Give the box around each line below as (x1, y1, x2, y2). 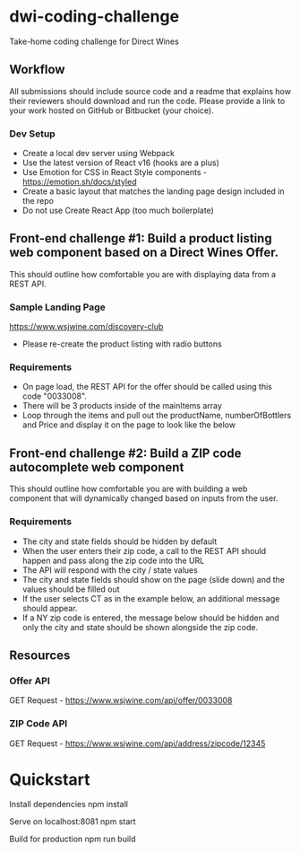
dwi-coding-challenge (9, 6, 180, 27)
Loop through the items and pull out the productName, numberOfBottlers (21, 410, 292, 421)
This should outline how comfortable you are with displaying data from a (9, 268, 276, 279)
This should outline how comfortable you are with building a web (9, 483, 248, 495)
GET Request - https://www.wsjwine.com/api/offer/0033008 (9, 695, 233, 706)
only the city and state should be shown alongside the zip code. (21, 621, 258, 632)
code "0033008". (21, 391, 88, 401)
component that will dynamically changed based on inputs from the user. (9, 493, 279, 504)
